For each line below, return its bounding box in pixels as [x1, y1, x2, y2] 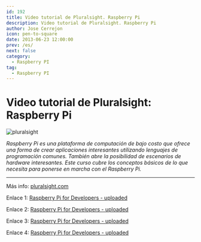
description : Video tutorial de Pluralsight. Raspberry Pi [6, 20, 157, 26]
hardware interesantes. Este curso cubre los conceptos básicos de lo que [6, 159, 188, 167]
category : [6, 53, 31, 59]
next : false [6, 48, 36, 54]
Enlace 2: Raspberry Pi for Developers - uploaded [6, 206, 129, 213]
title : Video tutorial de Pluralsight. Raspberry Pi [6, 14, 141, 20]
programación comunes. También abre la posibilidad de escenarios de [6, 153, 181, 160]
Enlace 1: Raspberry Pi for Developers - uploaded [6, 194, 127, 201]
